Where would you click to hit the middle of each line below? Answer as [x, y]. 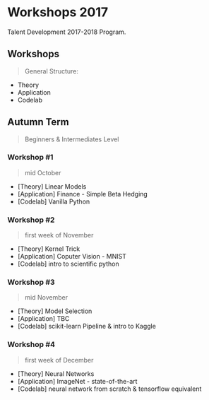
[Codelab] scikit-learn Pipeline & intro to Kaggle [87, 327]
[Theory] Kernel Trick [49, 249]
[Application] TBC [43, 319]
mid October [43, 172]
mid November [46, 298]
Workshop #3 [31, 282]
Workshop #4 [31, 345]
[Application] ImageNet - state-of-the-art [77, 381]
